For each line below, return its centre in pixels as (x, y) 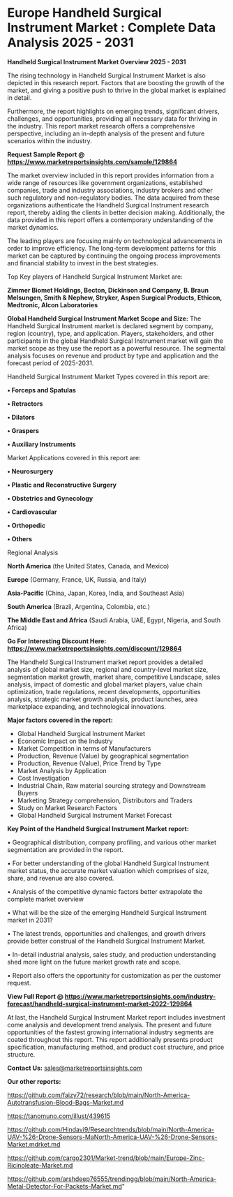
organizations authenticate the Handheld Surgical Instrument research (108, 205)
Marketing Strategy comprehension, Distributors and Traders (105, 800)
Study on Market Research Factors (67, 807)
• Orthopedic (27, 525)
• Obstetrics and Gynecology (50, 498)
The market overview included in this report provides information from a (111, 175)
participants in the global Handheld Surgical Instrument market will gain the (115, 341)
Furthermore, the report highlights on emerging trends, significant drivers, (113, 111)
